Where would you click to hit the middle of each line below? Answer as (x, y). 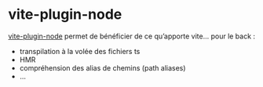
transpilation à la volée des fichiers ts (80, 51)
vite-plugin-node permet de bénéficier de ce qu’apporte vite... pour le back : (132, 36)
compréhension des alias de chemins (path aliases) (102, 67)
